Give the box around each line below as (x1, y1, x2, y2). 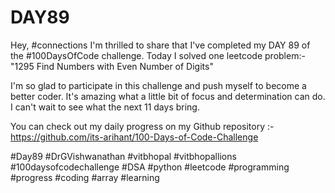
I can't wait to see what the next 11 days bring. (10, 101, 200, 113)
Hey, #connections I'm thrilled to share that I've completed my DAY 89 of (10, 39, 311, 51)
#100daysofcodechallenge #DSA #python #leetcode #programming (10, 161, 290, 173)
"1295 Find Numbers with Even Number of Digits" (10, 60, 214, 72)
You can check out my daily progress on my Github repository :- (10, 120, 275, 132)
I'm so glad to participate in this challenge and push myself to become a (10, 79, 307, 91)
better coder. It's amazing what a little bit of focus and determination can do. (10, 90, 326, 102)
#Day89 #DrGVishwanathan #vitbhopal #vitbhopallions (10, 150, 237, 162)
